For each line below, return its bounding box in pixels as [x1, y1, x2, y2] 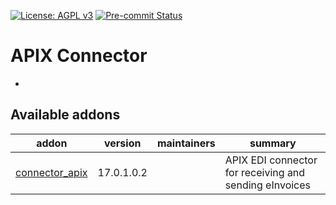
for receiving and [224, 165, 306, 179]
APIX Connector [10, 45, 148, 67]
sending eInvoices [224, 178, 312, 192]
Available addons [10, 106, 121, 124]
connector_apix [15, 165, 88, 179]
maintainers [156, 136, 216, 150]
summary [249, 136, 297, 150]
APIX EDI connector [224, 153, 318, 167]
